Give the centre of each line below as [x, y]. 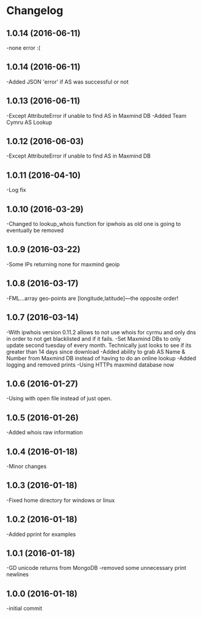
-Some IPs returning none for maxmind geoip [63, 264]
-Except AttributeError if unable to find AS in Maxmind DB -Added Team [96, 115]
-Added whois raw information [45, 433]
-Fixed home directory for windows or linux [60, 500]
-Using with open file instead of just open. [59, 398]
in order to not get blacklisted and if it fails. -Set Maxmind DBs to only [94, 338]
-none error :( [23, 48]
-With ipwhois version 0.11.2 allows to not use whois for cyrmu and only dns [101, 332]
